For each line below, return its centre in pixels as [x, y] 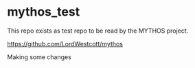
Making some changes [39, 57]
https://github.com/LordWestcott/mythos [65, 44]
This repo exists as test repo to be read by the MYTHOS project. [98, 31]
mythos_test [44, 12]
